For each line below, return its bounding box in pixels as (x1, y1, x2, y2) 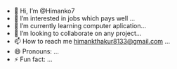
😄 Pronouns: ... (13, 47, 60, 56)
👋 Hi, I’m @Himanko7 (13, 7, 75, 15)
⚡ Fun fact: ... (13, 55, 53, 63)
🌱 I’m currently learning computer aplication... (13, 22, 147, 30)
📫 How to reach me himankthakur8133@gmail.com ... (13, 37, 171, 45)
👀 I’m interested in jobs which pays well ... (13, 14, 136, 23)
